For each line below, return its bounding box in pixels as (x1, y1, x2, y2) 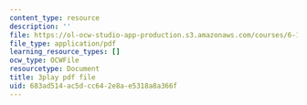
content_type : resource (9, 13, 101, 23)
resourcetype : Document (9, 65, 101, 74)
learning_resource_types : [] (9, 47, 121, 57)
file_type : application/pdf (9, 38, 117, 48)
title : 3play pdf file (9, 73, 96, 82)
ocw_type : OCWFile (9, 56, 79, 65)
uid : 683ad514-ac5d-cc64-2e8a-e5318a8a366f (9, 81, 178, 90)
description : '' (9, 22, 71, 31)
